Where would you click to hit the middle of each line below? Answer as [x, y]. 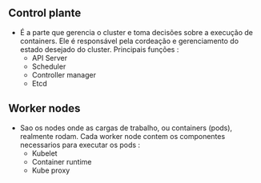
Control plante [45, 13]
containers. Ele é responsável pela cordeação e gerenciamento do [129, 41]
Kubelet [44, 153]
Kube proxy [51, 170]
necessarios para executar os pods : [80, 145]
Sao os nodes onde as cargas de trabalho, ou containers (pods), [126, 128]
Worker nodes [44, 108]
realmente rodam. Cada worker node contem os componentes [122, 136]
